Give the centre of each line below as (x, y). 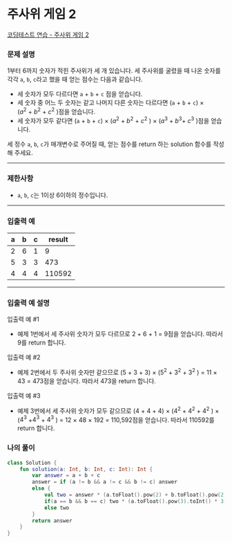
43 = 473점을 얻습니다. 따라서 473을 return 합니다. (87, 381)
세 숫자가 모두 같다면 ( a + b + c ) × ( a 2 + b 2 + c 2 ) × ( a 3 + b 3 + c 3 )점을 (113, 120)
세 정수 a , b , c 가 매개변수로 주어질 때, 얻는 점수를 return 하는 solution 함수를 (109, 144)
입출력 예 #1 (23, 320)
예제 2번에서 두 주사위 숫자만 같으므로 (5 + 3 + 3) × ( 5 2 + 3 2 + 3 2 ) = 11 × (117, 372)
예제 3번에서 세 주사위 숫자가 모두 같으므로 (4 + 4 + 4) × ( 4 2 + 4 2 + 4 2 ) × (118, 410)
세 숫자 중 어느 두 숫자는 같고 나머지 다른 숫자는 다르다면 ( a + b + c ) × (110, 103)
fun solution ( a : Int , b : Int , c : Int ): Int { (86, 469)
